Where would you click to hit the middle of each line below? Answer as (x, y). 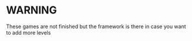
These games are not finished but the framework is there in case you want (96, 26)
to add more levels (28, 32)
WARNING (31, 10)
